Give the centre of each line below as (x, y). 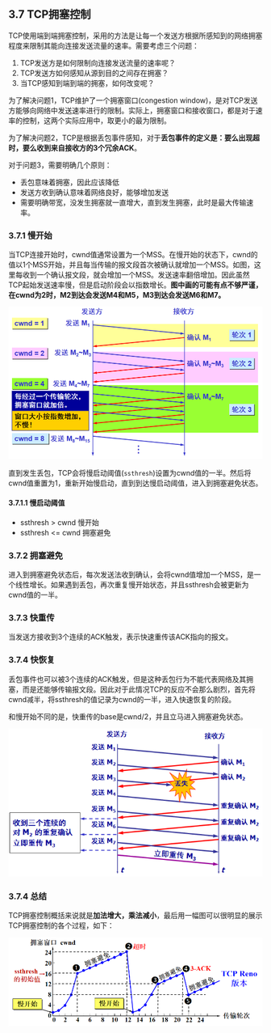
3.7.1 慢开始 (30, 235)
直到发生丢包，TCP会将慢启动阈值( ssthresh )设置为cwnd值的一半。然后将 (130, 472)
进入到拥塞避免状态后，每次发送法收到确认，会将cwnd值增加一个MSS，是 (131, 575)
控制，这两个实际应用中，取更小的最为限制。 (96, 121)
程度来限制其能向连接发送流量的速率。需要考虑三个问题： (104, 45)
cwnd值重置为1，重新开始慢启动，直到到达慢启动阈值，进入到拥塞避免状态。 (135, 483)
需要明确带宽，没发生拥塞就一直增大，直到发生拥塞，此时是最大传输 (133, 202)
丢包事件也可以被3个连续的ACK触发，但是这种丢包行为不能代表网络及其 (127, 679)
